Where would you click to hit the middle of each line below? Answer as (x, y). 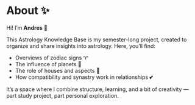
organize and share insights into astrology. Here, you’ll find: (81, 46)
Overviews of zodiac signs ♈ (51, 58)
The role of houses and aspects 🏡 (58, 70)
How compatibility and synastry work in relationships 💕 (84, 77)
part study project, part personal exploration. (62, 95)
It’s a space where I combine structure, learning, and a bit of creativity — (97, 89)
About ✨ (28, 11)
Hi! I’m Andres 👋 (27, 27)
